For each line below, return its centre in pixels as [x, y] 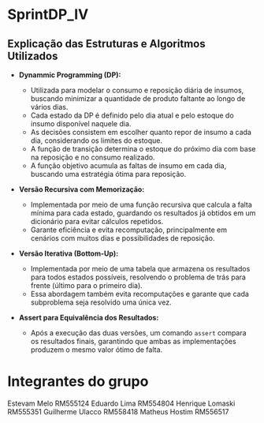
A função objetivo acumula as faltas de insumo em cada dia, [128, 166]
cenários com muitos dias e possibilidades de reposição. [123, 238]
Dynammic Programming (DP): [70, 75]
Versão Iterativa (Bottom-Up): [69, 253]
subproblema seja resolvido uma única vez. [101, 302]
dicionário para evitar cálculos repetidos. [97, 221]
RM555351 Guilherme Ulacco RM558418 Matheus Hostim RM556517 [118, 411]
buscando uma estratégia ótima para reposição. [108, 174]
